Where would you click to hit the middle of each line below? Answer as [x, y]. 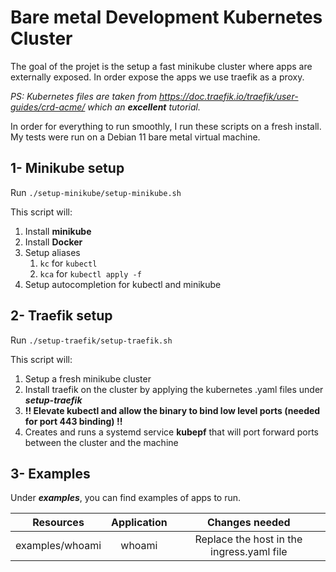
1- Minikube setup [67, 168]
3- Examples [50, 473]
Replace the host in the [248, 539]
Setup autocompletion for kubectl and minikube [123, 284]
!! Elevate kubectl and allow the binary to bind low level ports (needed [172, 410]
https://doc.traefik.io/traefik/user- [229, 96]
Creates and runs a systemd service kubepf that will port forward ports [172, 432]
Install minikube [58, 231]
